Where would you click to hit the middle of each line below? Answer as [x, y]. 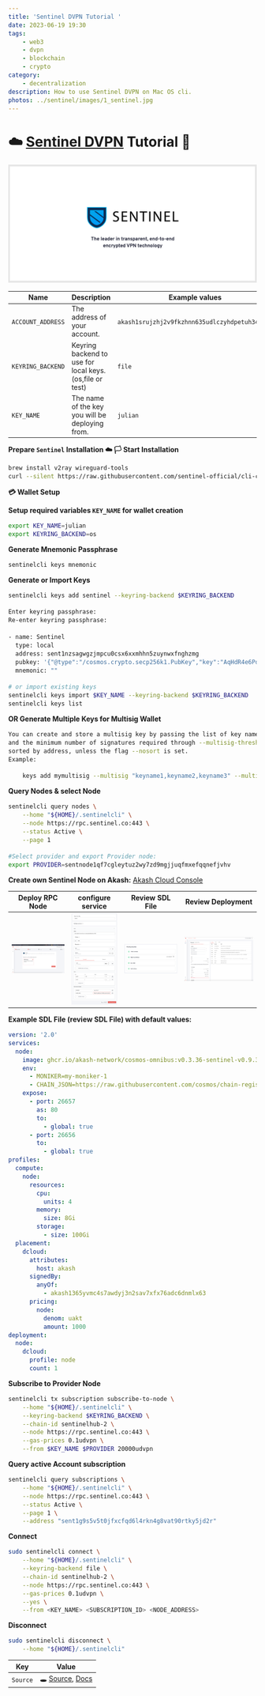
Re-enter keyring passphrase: [58, 621]
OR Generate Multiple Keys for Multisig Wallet [85, 719]
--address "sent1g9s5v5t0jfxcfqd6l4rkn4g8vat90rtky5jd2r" [119, 1521]
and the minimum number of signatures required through [102, 742]
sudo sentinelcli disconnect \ [60, 1641]
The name [88, 398]
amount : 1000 [65, 1327]
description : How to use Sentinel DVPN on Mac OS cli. [100, 92]
